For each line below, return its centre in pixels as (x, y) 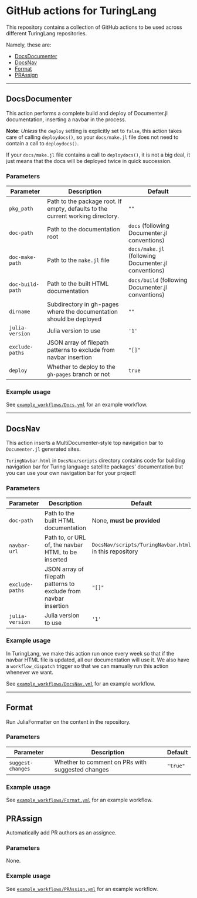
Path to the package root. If (84, 201)
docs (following (149, 226)
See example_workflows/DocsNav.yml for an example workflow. (81, 683)
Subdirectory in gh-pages (83, 304)
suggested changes (82, 769)
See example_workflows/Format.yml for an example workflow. (79, 800)
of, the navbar (64, 545)
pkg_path (21, 209)
